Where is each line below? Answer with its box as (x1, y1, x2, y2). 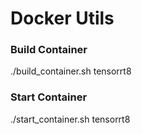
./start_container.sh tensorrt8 (10, 113, 131, 125)
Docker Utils (10, 7, 115, 30)
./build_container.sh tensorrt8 (10, 65, 132, 77)
